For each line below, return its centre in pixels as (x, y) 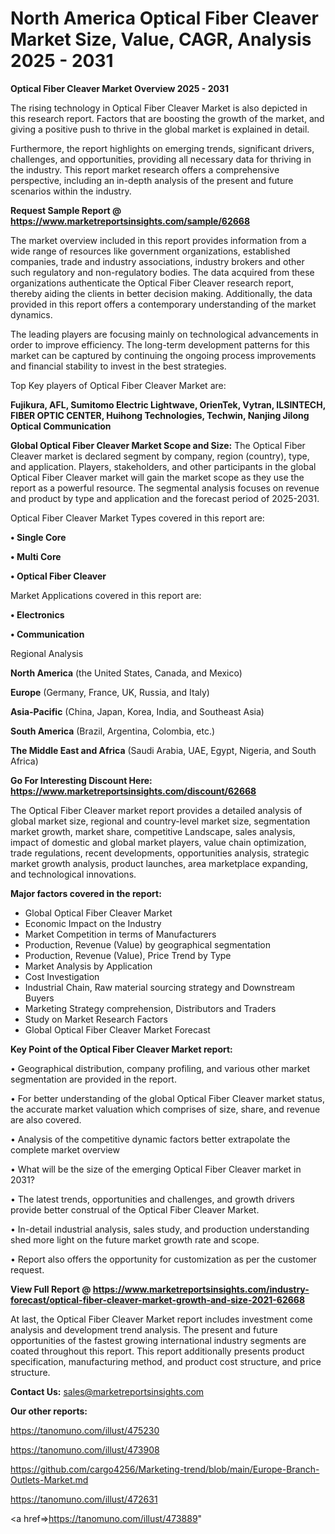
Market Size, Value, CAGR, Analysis (161, 39)
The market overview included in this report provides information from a (158, 240)
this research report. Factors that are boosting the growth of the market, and (167, 118)
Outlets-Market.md (49, 1479)
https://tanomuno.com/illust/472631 (84, 1499)
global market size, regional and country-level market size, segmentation (160, 821)
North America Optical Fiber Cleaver (164, 18)
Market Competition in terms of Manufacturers (120, 934)
